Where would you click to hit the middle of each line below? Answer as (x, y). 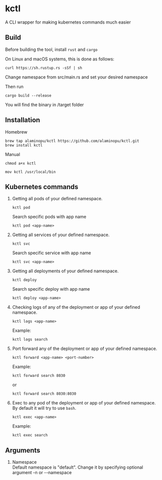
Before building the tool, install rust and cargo (51, 49)
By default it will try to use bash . (44, 408)
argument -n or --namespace (42, 473)
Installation (23, 120)
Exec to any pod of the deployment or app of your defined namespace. (84, 403)
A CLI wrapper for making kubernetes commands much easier (68, 22)
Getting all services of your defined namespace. (61, 235)
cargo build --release (28, 95)
